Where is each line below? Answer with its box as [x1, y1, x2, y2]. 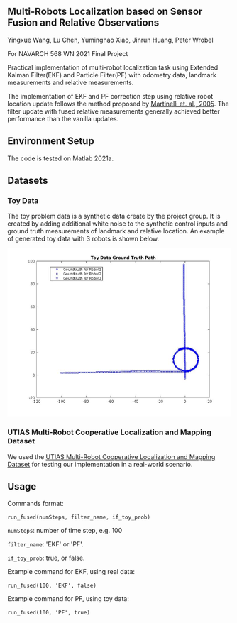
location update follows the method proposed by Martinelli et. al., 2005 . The [7, 99, 229, 108]
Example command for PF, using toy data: [7, 595, 130, 603]
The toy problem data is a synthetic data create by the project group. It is [7, 212, 221, 221]
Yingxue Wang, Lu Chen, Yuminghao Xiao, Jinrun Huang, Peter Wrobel [7, 35, 214, 44]
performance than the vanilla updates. [7, 114, 119, 123]
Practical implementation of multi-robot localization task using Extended [7, 63, 219, 72]
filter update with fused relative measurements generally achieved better [7, 106, 220, 116]
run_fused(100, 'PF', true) [7, 610, 91, 617]
